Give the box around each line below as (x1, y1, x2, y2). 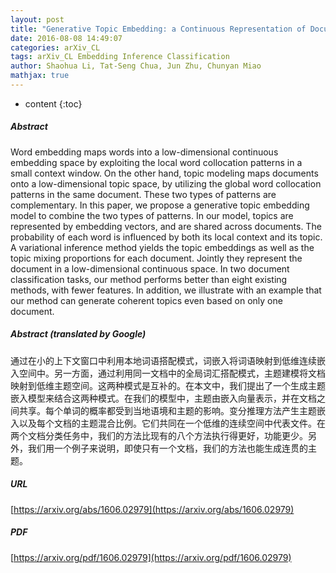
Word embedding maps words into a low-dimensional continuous (10, 146, 279, 158)
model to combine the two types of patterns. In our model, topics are (10, 209, 294, 221)
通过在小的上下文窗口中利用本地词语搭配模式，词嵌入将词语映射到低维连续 (10, 354, 317, 366)
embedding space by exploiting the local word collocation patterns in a (10, 156, 303, 168)
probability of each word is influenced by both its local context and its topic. (10, 231, 323, 243)
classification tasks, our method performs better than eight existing (10, 273, 288, 285)
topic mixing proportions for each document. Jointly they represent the (10, 252, 303, 264)
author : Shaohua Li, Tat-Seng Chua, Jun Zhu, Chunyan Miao (10, 61, 262, 71)
